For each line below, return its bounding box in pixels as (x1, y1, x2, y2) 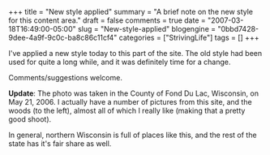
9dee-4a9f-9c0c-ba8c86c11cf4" (8, 32, 118, 42)
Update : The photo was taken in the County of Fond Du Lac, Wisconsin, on (8, 88, 259, 98)
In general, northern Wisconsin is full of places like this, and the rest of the (8, 130, 257, 140)
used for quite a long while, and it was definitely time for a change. (8, 57, 231, 67)
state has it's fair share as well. (8, 139, 112, 149)
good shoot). (8, 114, 52, 124)
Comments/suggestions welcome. (8, 73, 123, 82)
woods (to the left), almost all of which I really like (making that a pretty (8, 105, 246, 115)
